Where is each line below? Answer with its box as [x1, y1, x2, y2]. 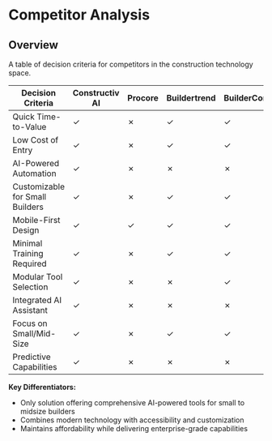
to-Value [12, 122, 47, 132]
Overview [8, 38, 59, 52]
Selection [12, 281, 49, 293]
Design [12, 225, 40, 236]
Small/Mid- [12, 328, 57, 339]
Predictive [12, 351, 51, 362]
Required [12, 258, 47, 269]
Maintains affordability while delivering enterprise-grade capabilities [19, 424, 249, 433]
